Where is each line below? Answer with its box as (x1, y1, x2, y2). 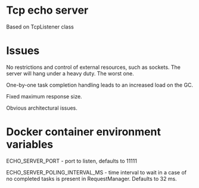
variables (6, 138, 54, 151)
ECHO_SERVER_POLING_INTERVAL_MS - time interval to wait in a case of (6, 168, 187, 176)
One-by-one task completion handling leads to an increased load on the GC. (6, 81, 194, 88)
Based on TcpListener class (6, 23, 74, 30)
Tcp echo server (6, 4, 89, 17)
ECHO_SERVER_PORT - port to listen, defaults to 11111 (6, 157, 137, 164)
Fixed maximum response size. (6, 93, 82, 100)
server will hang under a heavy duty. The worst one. (6, 69, 134, 77)
